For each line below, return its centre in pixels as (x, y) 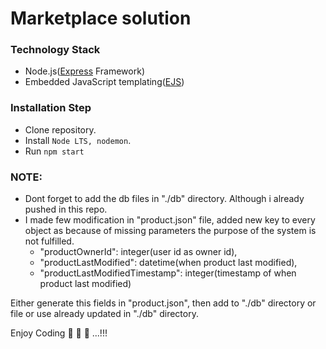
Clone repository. (60, 129)
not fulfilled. (49, 241)
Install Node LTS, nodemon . (78, 140)
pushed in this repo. (66, 209)
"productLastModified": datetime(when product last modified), (168, 263)
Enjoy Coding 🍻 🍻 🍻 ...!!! (59, 333)
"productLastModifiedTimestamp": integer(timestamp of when (168, 273)
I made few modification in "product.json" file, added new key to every (170, 220)
